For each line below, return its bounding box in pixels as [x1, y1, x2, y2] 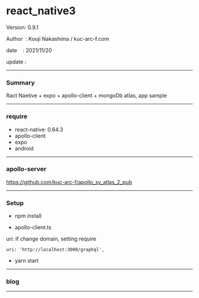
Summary [6, 78, 36, 86]
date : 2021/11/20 [6, 46, 52, 54]
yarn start [14, 257, 39, 264]
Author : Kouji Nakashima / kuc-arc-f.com [6, 35, 110, 42]
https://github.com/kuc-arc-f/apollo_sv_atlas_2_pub [6, 178, 132, 185]
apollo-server [6, 165, 47, 173]
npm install [14, 212, 42, 220]
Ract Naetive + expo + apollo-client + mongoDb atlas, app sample [6, 92, 167, 99]
